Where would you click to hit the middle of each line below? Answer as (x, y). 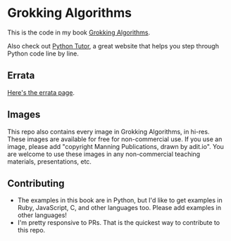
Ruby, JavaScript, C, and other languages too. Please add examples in (119, 208)
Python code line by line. (43, 53)
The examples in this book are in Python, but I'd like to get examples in (120, 200)
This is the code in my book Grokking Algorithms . (79, 32)
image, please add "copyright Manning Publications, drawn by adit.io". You (115, 146)
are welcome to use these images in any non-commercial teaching (104, 154)
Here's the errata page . (41, 92)
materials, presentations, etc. (49, 161)
